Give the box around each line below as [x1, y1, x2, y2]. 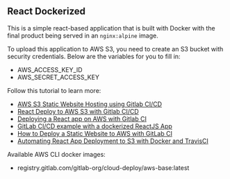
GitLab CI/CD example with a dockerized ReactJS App [17, 121, 172, 130]
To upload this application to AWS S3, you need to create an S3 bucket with [7, 44, 224, 53]
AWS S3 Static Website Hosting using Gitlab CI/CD [17, 100, 162, 108]
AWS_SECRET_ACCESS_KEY [17, 73, 99, 81]
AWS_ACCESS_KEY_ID [17, 65, 83, 74]
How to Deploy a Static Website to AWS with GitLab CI [17, 129, 172, 137]
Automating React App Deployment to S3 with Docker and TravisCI [17, 137, 208, 145]
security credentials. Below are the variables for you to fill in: [7, 52, 181, 60]
